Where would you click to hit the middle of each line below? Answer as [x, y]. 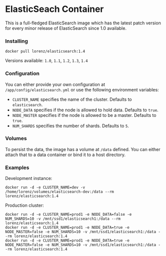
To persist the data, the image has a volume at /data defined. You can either [83, 149]
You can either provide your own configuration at [55, 84]
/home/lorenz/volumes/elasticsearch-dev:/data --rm [59, 192]
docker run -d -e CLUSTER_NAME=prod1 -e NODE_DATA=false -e [69, 215]
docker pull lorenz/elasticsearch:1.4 [45, 51]
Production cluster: [25, 205]
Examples [17, 168]
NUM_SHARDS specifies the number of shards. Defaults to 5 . [71, 126]
